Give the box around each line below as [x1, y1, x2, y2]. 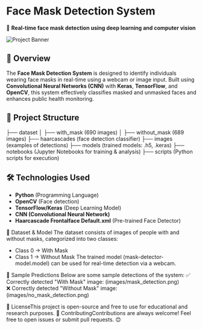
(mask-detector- [122, 254, 164, 261]
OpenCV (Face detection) [14, 198, 80, 205]
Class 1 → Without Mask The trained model [14, 254, 122, 261]
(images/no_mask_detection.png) [6, 292, 89, 299]
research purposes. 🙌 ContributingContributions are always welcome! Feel [6, 310, 191, 317]
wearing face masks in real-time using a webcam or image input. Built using [6, 75, 195, 83]
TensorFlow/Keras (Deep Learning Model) [14, 204, 122, 212]
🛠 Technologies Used [6, 172, 90, 182]
